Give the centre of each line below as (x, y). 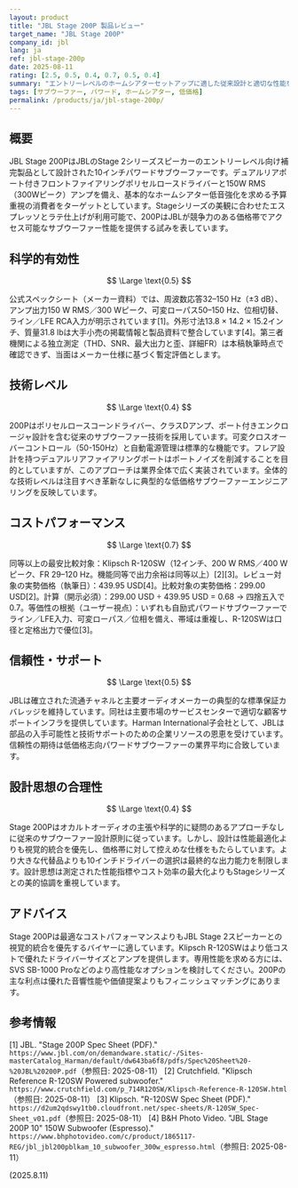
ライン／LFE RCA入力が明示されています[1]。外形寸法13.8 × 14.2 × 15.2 (139, 321)
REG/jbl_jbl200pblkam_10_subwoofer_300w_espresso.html (113, 1147)
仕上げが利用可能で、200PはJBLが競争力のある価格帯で (165, 217)
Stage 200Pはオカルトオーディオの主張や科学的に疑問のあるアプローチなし (147, 827)
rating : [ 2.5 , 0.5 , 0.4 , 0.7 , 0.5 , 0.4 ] (85, 76)
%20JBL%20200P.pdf (43, 1072)
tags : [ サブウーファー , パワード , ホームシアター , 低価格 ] (106, 92)
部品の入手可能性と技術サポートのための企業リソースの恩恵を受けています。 (149, 734)
